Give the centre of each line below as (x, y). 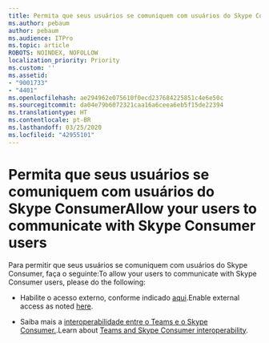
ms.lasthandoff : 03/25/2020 (55, 127)
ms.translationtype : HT (48, 113)
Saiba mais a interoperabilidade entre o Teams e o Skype (114, 321)
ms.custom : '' (32, 68)
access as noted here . (56, 306)
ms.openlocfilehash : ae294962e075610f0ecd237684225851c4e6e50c (116, 98)
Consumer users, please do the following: (77, 282)
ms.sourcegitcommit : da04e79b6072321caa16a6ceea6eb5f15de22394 (116, 105)
